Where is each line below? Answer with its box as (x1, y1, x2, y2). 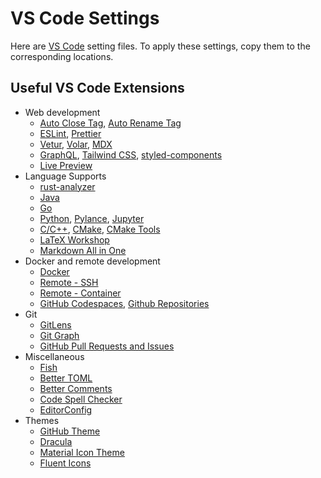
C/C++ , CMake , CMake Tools (39, 223, 161, 235)
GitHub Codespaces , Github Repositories (39, 297, 210, 309)
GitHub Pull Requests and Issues (39, 340, 175, 352)
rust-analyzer (39, 180, 96, 192)
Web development (24, 106, 101, 118)
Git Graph (39, 329, 80, 341)
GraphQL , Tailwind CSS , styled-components (39, 148, 223, 161)
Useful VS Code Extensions (10, 80, 185, 97)
